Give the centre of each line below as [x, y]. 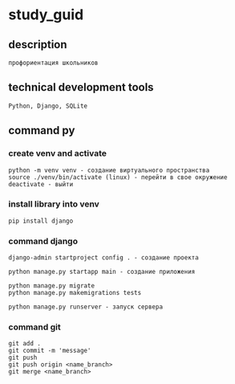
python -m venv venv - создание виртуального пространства [109, 170]
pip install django [41, 221]
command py [42, 131]
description [38, 45]
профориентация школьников [53, 63]
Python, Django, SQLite [48, 106]
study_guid [46, 15]
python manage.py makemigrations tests [75, 293]
